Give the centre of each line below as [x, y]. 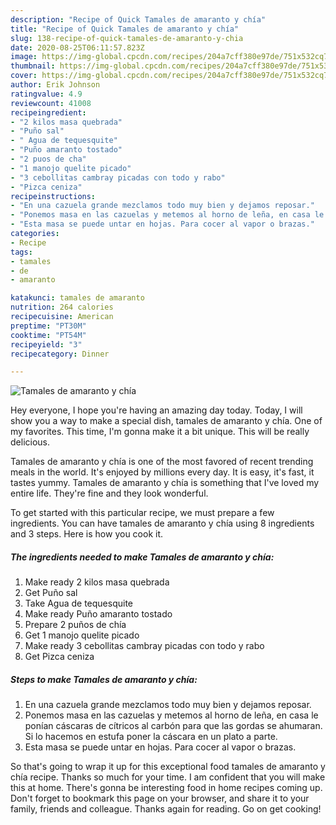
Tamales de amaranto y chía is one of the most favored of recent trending [162, 462]
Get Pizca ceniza [59, 657]
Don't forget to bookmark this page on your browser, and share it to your [160, 798]
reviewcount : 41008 [51, 103]
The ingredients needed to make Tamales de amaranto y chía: [142, 557]
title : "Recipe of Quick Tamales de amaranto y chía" [125, 29]
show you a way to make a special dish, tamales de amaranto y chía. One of [166, 421]
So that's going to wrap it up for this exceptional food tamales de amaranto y [168, 767]
